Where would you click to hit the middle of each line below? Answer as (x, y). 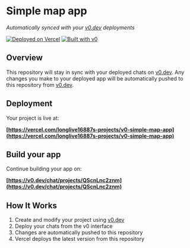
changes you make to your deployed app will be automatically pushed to (95, 78)
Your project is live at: (33, 118)
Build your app (34, 154)
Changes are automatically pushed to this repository (79, 232)
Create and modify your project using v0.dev (69, 220)
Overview (25, 58)
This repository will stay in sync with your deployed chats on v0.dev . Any (95, 72)
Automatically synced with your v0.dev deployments (70, 27)
